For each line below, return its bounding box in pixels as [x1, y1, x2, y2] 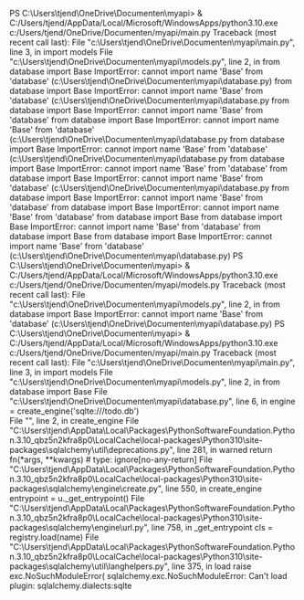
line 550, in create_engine [165, 483, 263, 494]
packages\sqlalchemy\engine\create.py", [9, 483, 164, 494]
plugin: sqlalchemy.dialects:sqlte [9, 580, 132, 591]
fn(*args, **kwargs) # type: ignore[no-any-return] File [9, 454, 213, 465]
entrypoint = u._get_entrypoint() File [9, 493, 145, 503]
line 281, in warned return [176, 445, 273, 455]
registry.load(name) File [9, 532, 100, 542]
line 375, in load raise [172, 561, 252, 572]
